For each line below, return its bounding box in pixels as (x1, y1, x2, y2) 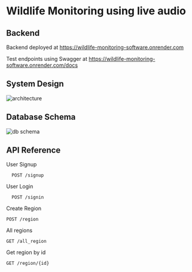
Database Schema (6, 112, 76, 122)
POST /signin (11, 194, 44, 200)
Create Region (6, 205, 42, 212)
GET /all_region (6, 239, 47, 245)
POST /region (6, 217, 39, 222)
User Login (6, 183, 33, 190)
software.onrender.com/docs (6, 61, 78, 69)
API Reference (6, 145, 61, 156)
